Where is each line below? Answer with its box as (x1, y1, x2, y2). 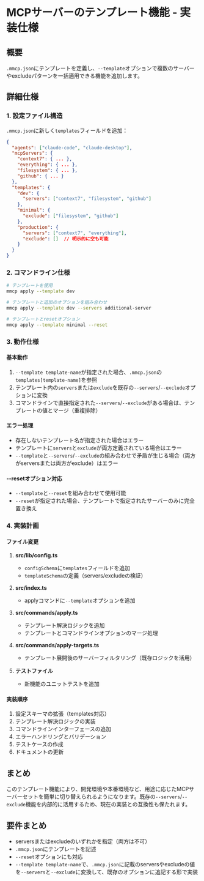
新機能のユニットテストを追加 (24, 680, 100, 688)
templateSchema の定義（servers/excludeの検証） (24, 572, 147, 579)
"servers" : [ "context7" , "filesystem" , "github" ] (22, 196, 151, 202)
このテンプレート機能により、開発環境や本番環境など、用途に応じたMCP (6, 786, 189, 793)
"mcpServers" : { (12, 151, 53, 157)
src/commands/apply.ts (15, 609, 78, 617)
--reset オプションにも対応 (15, 853, 83, 860)
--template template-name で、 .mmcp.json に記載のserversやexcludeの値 (15, 861, 195, 868)
